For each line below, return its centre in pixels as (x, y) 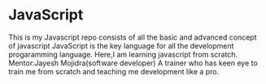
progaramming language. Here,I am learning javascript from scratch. (123, 54)
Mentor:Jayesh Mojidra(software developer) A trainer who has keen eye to (133, 63)
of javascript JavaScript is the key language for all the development (121, 45)
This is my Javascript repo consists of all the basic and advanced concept (133, 37)
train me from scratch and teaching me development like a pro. (114, 71)
